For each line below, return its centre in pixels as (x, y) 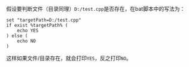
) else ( (17, 36)
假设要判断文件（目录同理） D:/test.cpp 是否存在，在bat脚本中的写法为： (96, 9)
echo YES (28, 31)
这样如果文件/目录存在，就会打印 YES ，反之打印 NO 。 (69, 58)
